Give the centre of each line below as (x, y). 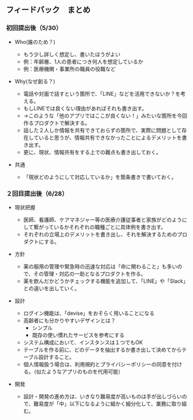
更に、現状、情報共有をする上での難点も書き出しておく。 (92, 152)
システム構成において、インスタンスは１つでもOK (83, 342)
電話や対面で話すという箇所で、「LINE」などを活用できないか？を (102, 93)
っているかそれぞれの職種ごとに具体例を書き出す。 (105, 227)
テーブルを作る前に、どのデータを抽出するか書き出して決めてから (102, 349)
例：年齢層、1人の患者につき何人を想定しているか (83, 61)
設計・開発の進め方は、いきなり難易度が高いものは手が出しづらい (103, 396)
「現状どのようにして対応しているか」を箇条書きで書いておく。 (100, 177)
